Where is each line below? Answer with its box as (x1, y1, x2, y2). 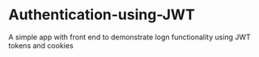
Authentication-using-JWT (8, 6, 196, 24)
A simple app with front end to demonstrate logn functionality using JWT (8, 32, 251, 42)
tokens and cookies (8, 40, 74, 50)
